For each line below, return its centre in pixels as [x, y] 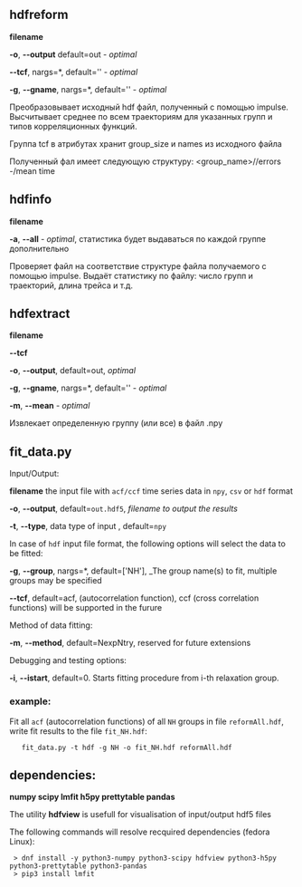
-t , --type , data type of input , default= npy [88, 526]
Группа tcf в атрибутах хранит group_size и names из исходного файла [146, 143]
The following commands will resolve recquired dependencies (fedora [140, 832]
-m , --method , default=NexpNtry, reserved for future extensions [130, 643]
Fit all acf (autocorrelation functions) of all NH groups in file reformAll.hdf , [147, 721]
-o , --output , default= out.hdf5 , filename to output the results [123, 509]
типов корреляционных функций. [73, 126]
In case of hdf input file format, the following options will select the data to [148, 544]
